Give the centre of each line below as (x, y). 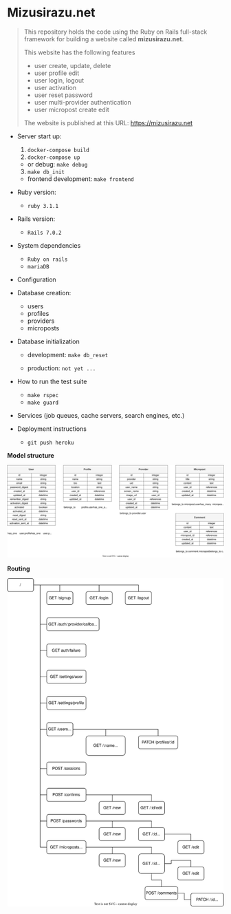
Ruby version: (36, 192)
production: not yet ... (62, 368)
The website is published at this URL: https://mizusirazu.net (108, 123)
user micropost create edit (72, 109)
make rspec (43, 395)
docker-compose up (54, 157)
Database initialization (48, 341)
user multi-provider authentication (83, 102)
